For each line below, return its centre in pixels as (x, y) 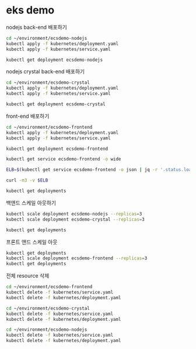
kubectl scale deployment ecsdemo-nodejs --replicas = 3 (74, 214)
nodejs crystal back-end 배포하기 (45, 71)
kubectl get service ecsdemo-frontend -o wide (64, 159)
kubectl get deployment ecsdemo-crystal (56, 104)
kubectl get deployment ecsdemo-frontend (57, 149)
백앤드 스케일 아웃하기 (31, 203)
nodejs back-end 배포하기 (36, 27)
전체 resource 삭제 (28, 276)
